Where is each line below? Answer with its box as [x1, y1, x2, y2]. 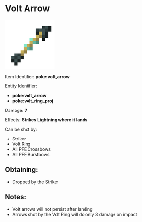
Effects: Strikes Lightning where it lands [5, 116, 88, 123]
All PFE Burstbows [12, 151, 50, 157]
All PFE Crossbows [12, 146, 51, 152]
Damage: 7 [5, 107, 27, 113]
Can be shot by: [5, 126, 37, 132]
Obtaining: [5, 166, 38, 174]
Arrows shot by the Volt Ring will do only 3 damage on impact [12, 211, 137, 217]
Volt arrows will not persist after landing [12, 206, 93, 212]
